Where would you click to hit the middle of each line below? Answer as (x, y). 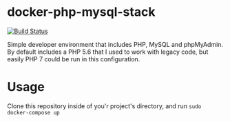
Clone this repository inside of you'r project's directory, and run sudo (104, 106)
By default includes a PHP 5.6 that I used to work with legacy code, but (108, 52)
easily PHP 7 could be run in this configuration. (74, 59)
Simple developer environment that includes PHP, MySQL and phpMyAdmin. (115, 44)
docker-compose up (33, 112)
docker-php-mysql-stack (81, 12)
